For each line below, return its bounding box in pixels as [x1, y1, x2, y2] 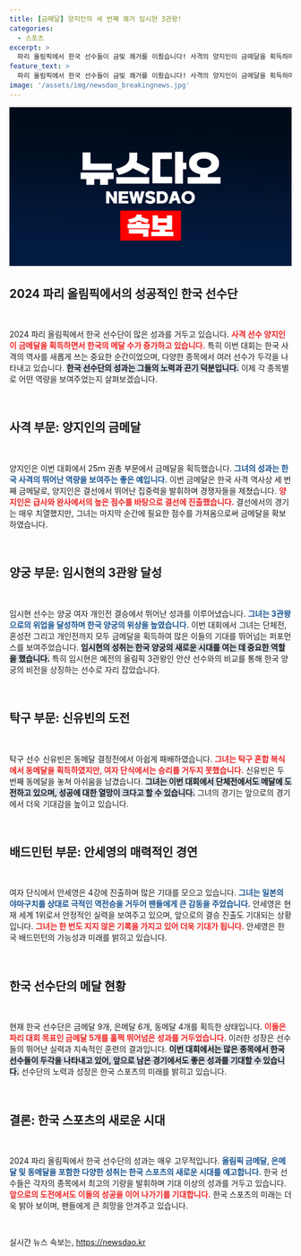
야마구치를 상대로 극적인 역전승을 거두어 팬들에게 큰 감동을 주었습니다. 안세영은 [9, 899, 282, 909]
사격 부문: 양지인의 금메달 [9, 420, 142, 435]
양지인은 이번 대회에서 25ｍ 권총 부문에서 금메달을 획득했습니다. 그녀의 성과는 [9, 462, 279, 473]
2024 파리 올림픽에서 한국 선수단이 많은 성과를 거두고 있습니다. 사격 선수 [9, 329, 262, 340]
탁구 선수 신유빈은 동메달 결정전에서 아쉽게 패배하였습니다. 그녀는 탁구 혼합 [9, 753, 270, 764]
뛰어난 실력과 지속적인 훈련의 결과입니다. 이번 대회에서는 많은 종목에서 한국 [25, 1044, 285, 1055]
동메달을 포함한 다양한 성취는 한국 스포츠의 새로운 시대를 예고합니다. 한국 [27, 1166, 279, 1177]
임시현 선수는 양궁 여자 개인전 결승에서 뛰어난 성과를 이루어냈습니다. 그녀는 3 [9, 608, 277, 619]
